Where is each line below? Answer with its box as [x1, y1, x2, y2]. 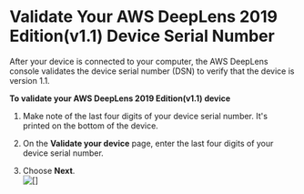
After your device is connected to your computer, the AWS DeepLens [9, 56, 269, 66]
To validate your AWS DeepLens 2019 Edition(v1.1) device [9, 93, 231, 104]
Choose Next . [22, 165, 76, 176]
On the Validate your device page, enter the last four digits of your [22, 138, 274, 148]
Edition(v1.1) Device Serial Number [9, 26, 275, 46]
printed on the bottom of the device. [22, 120, 159, 131]
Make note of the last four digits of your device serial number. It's [22, 110, 269, 121]
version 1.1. [9, 75, 50, 86]
